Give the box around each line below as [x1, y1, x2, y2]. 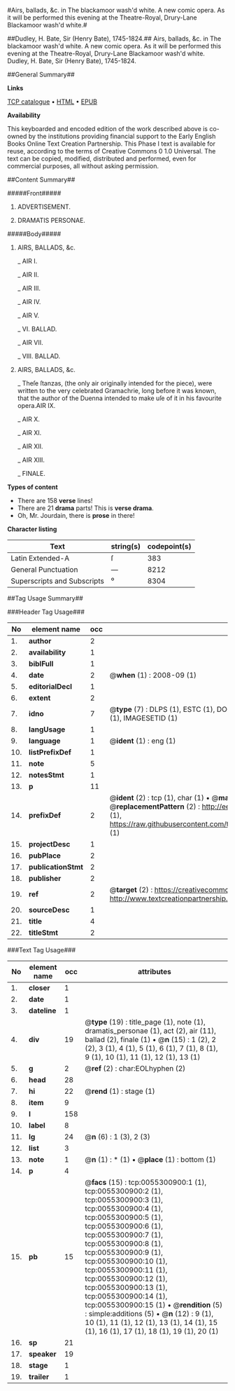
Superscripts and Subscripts [10, 576, 105, 586]
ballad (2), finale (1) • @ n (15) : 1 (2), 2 [85, 1035, 217, 1044]
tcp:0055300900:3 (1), [85, 1195, 163, 1205]
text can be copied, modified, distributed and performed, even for [7, 154, 197, 163]
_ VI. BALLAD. [17, 325, 57, 333]
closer [29, 983, 50, 992]
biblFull [29, 659, 54, 669]
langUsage [29, 725, 66, 734]
